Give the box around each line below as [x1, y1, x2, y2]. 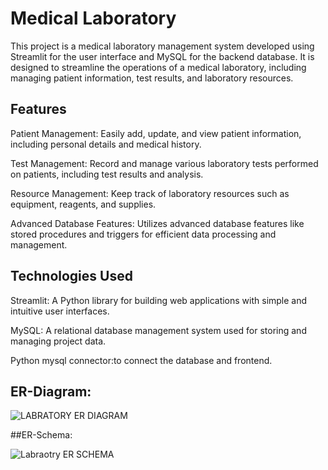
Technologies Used [10, 268, 133, 285]
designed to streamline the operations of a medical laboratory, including [10, 61, 307, 73]
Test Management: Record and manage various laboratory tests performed [10, 157, 319, 169]
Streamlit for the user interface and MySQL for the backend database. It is [10, 50, 315, 62]
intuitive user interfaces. [10, 305, 110, 317]
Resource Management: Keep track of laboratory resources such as [10, 187, 290, 199]
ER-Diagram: [10, 383, 92, 400]
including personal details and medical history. [10, 138, 202, 150]
